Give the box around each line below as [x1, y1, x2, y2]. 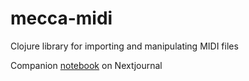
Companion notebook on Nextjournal [10, 59, 163, 71]
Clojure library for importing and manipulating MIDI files [10, 40, 239, 52]
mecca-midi [10, 7, 113, 30]
